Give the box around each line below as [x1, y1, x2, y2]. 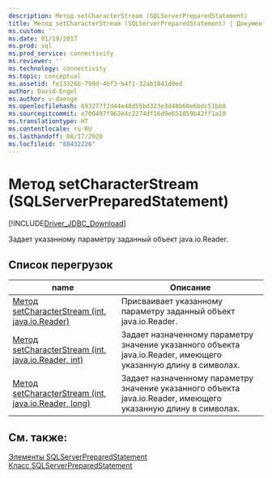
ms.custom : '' [8, 27, 57, 35]
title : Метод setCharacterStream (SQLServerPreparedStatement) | [8, 19, 233, 28]
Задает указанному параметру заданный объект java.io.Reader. [8, 234, 229, 244]
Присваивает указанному [121, 296, 223, 307]
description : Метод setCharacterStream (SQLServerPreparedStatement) [8, 11, 249, 20]
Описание [169, 282, 211, 293]
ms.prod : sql [8, 42, 53, 50]
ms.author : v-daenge [8, 95, 79, 103]
